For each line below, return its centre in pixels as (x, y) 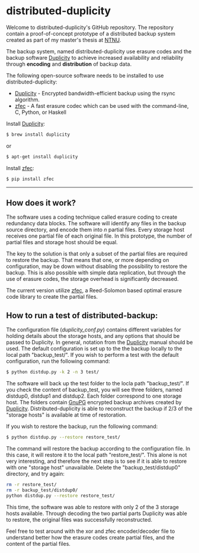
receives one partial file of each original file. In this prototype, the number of (99, 236)
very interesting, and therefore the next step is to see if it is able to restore (97, 461)
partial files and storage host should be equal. (62, 242)
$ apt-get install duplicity (42, 156)
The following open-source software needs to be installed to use (85, 75)
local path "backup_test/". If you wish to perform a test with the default (92, 355)
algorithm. (27, 100)
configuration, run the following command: (58, 361)
